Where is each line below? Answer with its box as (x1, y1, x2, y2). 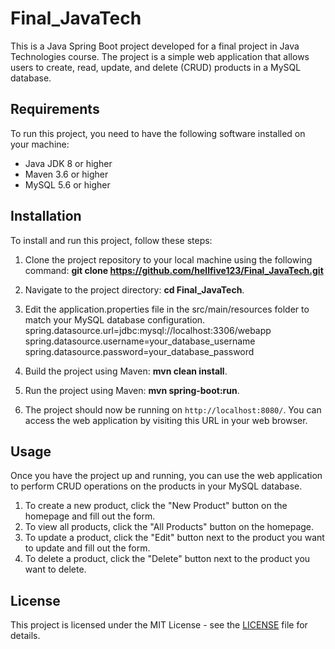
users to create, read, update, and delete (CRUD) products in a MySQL (10, 61, 302, 73)
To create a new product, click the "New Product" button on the (24, 500, 288, 512)
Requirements (10, 101, 100, 118)
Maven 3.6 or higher (24, 168, 109, 180)
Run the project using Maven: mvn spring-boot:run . (24, 384, 240, 396)
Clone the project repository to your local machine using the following (24, 253, 313, 266)
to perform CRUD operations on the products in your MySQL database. (10, 480, 303, 492)
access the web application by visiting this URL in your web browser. (24, 414, 308, 426)
